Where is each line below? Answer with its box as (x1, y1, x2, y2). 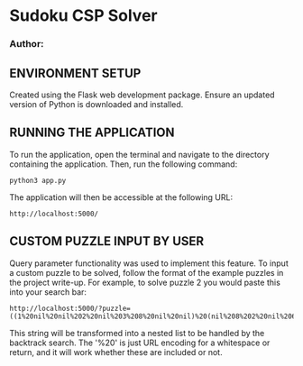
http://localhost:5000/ (9, 209, 99, 218)
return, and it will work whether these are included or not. (9, 346, 223, 357)
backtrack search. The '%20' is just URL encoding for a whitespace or (9, 337, 271, 348)
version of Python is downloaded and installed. (9, 98, 184, 109)
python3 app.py (9, 176, 67, 185)
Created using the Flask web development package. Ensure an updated (9, 89, 275, 100)
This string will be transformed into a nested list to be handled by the (9, 327, 265, 338)
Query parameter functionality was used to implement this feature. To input (9, 258, 289, 269)
